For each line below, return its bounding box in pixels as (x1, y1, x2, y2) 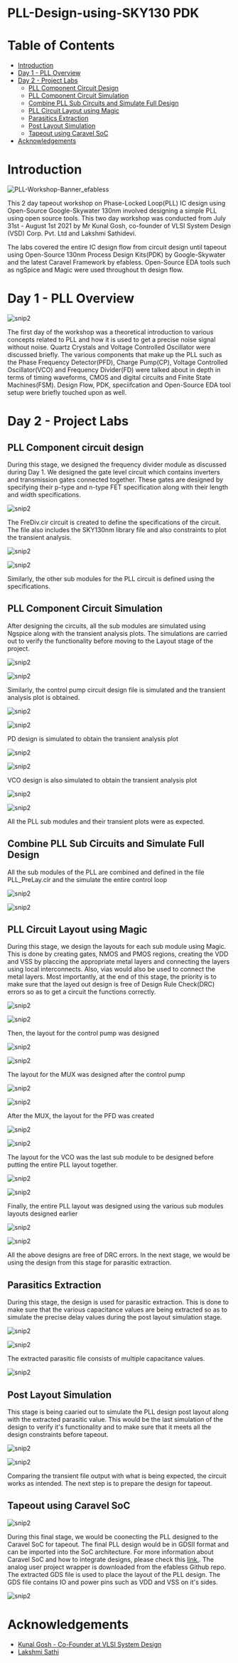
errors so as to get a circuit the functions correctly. (7, 987, 156, 997)
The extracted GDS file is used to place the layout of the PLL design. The (7, 1570, 221, 1578)
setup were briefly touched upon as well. (7, 388, 127, 396)
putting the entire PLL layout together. (7, 1161, 119, 1169)
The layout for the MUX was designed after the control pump (7, 1070, 185, 1079)
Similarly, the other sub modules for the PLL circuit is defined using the (7, 575, 215, 583)
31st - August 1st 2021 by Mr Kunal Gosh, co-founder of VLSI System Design (7, 222, 231, 230)
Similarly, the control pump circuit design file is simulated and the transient (7, 685, 226, 694)
